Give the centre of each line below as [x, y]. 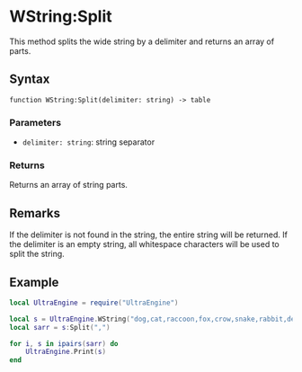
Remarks [35, 213]
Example [34, 282]
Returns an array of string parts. [69, 185]
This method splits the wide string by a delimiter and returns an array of [142, 41]
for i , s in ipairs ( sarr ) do [64, 343]
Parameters [35, 122]
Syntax [30, 80]
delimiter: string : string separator [89, 142]
